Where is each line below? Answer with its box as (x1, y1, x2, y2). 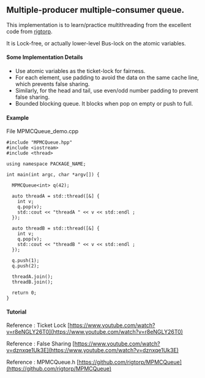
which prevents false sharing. (15, 80, 90, 88)
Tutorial (6, 308, 27, 315)
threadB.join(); (12, 279, 53, 285)
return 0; (12, 290, 37, 296)
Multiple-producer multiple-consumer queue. (6, 5, 185, 15)
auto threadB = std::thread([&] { (12, 225, 100, 232)
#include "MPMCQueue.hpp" (6, 139, 72, 146)
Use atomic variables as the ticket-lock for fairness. (15, 67, 146, 75)
